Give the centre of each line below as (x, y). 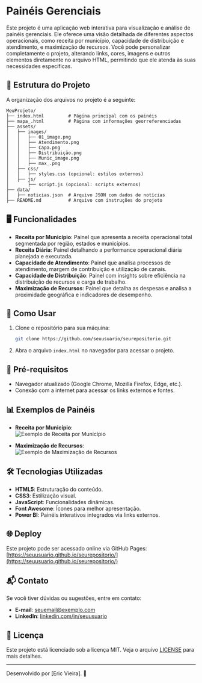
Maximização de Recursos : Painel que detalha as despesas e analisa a (103, 288)
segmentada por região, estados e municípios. (72, 243)
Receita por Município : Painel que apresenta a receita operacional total (103, 237)
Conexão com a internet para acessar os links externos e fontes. (95, 390)
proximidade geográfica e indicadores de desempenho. (84, 295)
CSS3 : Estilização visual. (46, 496)
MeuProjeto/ (21, 111)
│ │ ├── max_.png (33, 163)
